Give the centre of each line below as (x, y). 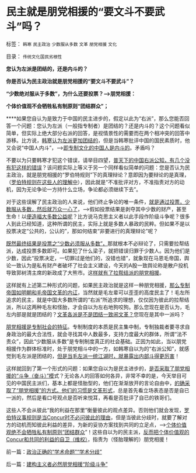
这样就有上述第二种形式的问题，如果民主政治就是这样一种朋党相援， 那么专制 (98, 285)
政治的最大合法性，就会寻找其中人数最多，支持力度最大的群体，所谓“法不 (99, 334)
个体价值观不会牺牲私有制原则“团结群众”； (57, 106)
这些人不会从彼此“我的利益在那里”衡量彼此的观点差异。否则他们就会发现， (95, 410)
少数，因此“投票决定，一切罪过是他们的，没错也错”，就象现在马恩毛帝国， (95, 258)
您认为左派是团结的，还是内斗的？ (47, 68)
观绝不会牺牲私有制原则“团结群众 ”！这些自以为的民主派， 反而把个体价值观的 (98, 432)
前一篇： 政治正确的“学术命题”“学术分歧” (54, 451)
